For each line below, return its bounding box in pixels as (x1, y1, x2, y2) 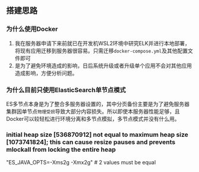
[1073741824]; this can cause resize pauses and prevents (6, 137, 176, 146)
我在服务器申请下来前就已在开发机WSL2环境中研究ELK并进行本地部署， (14, 39, 190, 46)
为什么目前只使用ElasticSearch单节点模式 (6, 86, 126, 94)
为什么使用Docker (6, 25, 58, 33)
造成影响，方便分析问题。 (14, 69, 78, 76)
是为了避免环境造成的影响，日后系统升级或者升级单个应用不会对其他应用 (14, 62, 192, 69)
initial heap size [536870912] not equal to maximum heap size (6, 130, 189, 139)
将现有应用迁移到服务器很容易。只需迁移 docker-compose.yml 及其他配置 (14, 47, 188, 54)
